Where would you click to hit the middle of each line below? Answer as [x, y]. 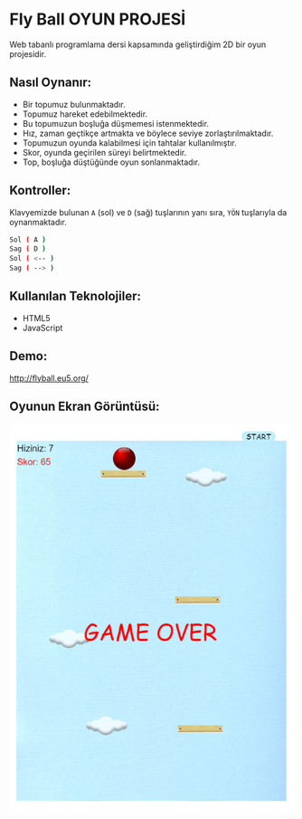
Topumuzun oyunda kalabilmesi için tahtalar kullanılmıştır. [129, 143]
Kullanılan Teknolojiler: [75, 296]
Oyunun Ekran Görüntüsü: [85, 407]
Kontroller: [40, 190]
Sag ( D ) [28, 249]
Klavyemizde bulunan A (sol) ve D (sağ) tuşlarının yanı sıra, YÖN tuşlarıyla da [148, 212]
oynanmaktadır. [38, 222]
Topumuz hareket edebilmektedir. [85, 114]
